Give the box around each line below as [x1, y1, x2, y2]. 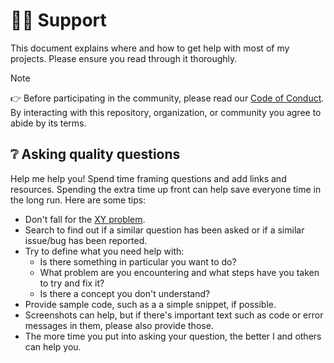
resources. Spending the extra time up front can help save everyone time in [10, 183, 322, 195]
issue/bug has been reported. [24, 234, 148, 246]
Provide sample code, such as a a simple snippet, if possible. [24, 298, 277, 310]
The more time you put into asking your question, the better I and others [24, 330, 322, 342]
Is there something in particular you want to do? [39, 255, 237, 268]
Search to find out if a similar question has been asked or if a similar [24, 224, 305, 236]
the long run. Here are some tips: [10, 194, 147, 206]
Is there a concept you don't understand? [39, 287, 211, 299]
